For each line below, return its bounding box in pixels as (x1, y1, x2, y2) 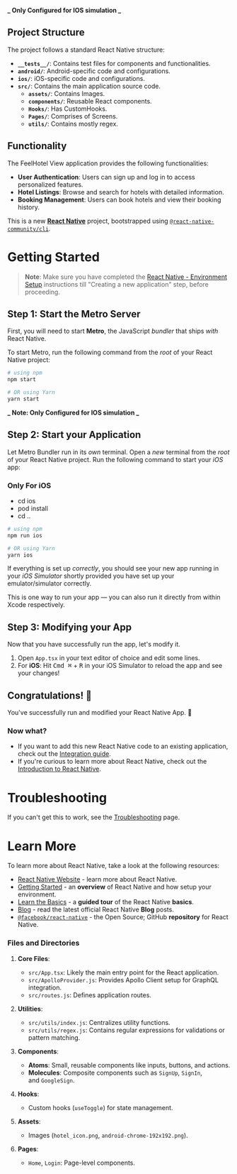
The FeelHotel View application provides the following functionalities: (7, 159, 209, 168)
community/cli (7, 225, 50, 233)
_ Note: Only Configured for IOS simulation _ (7, 408, 139, 417)
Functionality (7, 140, 67, 152)
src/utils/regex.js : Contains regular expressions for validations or (28, 1026, 225, 1034)
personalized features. (17, 180, 83, 189)
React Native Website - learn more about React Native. (17, 875, 178, 884)
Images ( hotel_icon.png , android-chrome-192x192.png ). (28, 1131, 189, 1139)
